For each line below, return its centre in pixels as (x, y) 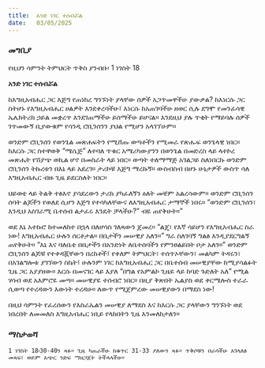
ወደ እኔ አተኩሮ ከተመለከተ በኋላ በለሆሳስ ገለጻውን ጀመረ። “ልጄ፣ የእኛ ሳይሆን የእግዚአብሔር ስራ (131, 227)
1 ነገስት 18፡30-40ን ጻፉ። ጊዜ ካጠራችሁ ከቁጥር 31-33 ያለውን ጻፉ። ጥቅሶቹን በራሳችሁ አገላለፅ (127, 351)
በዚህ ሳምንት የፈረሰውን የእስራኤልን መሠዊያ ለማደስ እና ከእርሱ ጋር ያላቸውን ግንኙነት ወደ (125, 304)
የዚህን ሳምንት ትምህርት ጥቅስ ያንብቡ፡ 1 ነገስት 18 (74, 67)
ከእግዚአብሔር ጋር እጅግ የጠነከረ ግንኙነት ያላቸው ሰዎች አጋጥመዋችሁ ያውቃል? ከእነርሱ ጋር (127, 99)
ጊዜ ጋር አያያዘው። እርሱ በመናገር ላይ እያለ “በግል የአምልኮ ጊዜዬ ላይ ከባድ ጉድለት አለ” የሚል (129, 271)
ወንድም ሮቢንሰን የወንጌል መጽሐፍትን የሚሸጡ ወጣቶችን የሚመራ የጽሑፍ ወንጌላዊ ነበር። (124, 141)
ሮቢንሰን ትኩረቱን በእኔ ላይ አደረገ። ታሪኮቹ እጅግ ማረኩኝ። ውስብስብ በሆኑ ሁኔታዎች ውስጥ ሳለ (129, 168)
